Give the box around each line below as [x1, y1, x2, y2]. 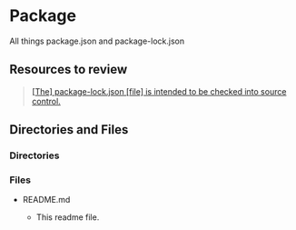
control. [31, 95, 61, 106]
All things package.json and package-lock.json [9, 35, 184, 46]
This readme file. [35, 212, 100, 223]
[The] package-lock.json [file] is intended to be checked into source [31, 85, 287, 96]
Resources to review [9, 62, 128, 77]
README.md [22, 195, 71, 205]
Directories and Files [9, 122, 129, 137]
